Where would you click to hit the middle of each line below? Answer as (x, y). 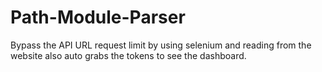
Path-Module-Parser (98, 17)
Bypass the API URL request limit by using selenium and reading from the (161, 45)
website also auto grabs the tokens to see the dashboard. (128, 55)
